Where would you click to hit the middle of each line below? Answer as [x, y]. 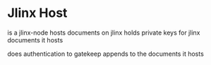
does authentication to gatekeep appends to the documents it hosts [106, 54]
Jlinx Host [37, 13]
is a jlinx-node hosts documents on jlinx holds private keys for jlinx [104, 32]
